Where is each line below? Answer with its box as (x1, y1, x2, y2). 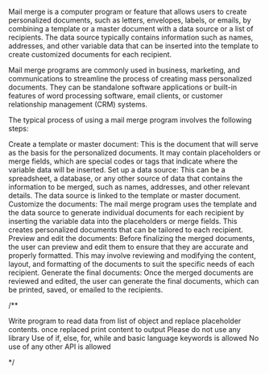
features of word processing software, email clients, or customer (8, 91, 223, 100)
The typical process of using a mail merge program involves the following (8, 115, 252, 124)
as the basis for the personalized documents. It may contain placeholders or (8, 148, 261, 157)
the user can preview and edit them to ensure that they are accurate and (8, 242, 249, 251)
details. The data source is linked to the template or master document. (8, 191, 242, 200)
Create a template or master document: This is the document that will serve (8, 139, 259, 148)
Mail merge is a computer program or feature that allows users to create (8, 7, 247, 16)
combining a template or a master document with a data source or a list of (8, 24, 254, 33)
